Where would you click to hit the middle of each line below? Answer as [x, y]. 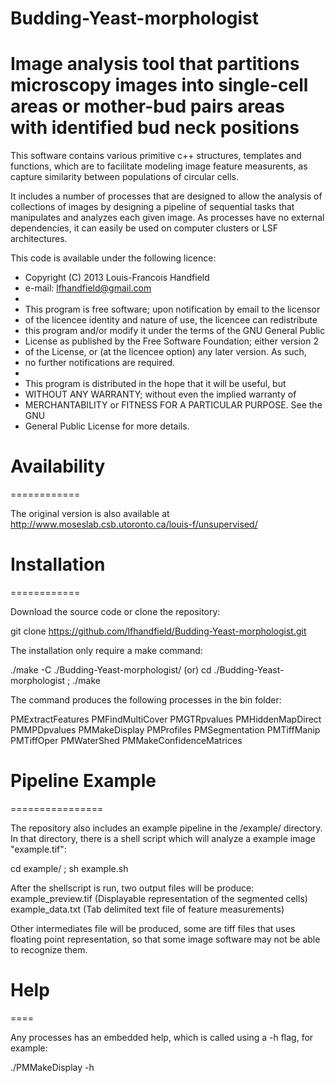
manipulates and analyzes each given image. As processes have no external [167, 218]
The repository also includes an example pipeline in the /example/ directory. [166, 828]
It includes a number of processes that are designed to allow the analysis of [166, 196]
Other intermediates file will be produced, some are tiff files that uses [153, 928]
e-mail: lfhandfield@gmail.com [88, 288]
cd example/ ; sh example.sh [69, 868]
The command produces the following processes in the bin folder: [146, 700]
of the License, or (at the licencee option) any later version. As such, [165, 352]
